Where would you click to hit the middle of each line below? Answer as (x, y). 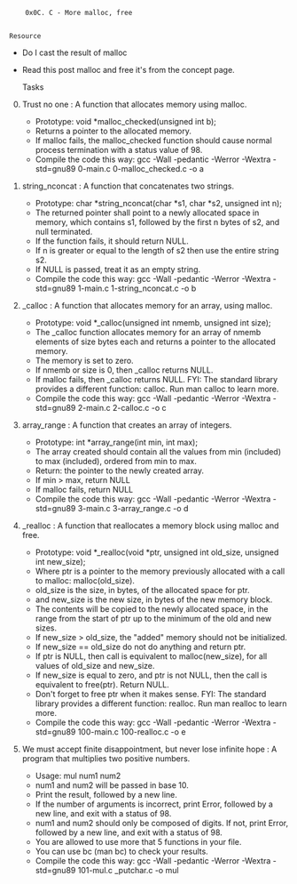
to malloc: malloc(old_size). (85, 581)
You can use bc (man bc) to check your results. (121, 851)
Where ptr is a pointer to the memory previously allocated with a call (160, 571)
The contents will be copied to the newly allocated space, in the (152, 609)
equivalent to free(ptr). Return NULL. (102, 684)
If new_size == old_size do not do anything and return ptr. (141, 647)
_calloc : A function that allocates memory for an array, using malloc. (147, 305)
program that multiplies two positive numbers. (106, 759)
